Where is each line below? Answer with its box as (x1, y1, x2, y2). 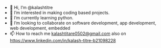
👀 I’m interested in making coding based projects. (9, 10, 110, 16)
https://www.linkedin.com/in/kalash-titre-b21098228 (9, 38, 116, 43)
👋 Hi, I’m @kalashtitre (9, 5, 53, 10)
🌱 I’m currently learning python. (9, 15, 73, 20)
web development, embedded (9, 25, 70, 31)
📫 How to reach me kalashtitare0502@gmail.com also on (9, 31, 126, 36)
